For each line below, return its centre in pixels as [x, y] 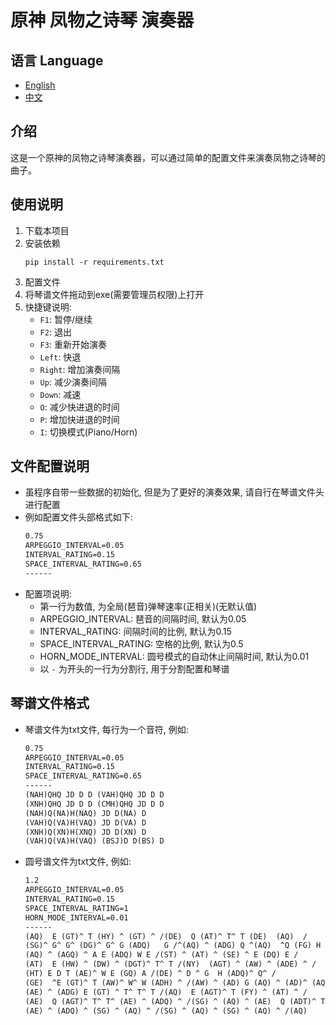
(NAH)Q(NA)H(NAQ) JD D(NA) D [85, 813]
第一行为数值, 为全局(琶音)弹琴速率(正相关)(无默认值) [148, 606]
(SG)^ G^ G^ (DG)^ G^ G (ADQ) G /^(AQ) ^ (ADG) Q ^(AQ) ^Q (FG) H [173, 946]
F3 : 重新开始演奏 [73, 344]
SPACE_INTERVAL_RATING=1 [76, 908]
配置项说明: [48, 593]
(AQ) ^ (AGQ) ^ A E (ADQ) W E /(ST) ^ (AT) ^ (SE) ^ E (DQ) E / [161, 955]
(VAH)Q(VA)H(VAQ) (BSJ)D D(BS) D [94, 841]
